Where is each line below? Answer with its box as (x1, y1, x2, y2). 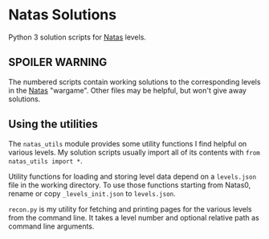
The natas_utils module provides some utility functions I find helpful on (8, 138, 247, 148)
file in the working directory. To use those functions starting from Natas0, (8, 179, 251, 190)
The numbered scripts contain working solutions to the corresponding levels (8, 76, 261, 86)
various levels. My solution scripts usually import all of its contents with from (8, 147, 261, 157)
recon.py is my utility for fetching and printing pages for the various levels (8, 204, 253, 214)
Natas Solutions (8, 6, 117, 24)
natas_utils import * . (8, 155, 83, 166)
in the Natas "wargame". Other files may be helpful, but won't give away (8, 85, 247, 95)
